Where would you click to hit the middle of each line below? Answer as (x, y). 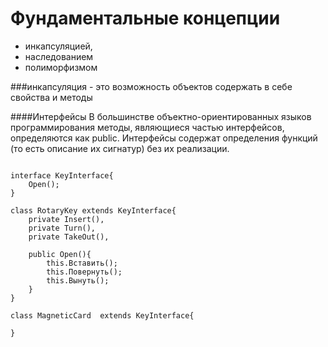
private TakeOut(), (69, 237)
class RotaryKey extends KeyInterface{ (93, 210)
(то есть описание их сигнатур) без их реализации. (120, 148)
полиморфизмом (61, 67)
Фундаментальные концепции (145, 18)
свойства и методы (51, 97)
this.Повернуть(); (84, 272)
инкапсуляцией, (58, 46)
